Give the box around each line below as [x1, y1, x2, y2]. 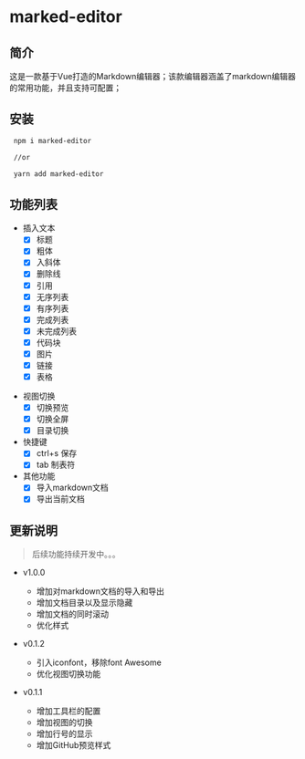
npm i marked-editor [13, 136, 92, 145]
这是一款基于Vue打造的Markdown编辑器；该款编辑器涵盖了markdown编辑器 [9, 71, 297, 81]
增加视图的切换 [36, 717, 93, 728]
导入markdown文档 [36, 482, 110, 494]
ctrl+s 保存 [36, 448, 78, 459]
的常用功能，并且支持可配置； [9, 82, 121, 93]
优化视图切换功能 [36, 669, 101, 680]
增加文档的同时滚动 [36, 608, 110, 619]
